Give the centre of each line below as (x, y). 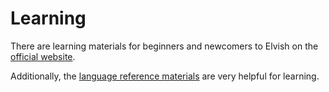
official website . (43, 56)
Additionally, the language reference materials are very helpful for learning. (165, 76)
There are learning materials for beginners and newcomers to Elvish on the (164, 46)
